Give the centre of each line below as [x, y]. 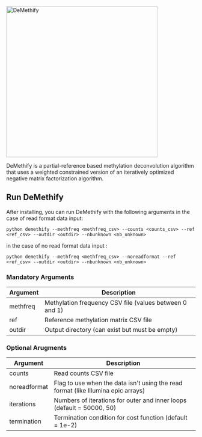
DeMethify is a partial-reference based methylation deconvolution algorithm [100, 166]
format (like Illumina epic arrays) [99, 391]
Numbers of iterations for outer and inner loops [120, 400]
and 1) [54, 310]
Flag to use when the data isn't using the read [118, 383]
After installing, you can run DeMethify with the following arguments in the [98, 212]
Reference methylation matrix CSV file [98, 320]
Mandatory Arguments [40, 277]
